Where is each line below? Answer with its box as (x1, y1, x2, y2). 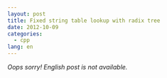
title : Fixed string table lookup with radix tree (7, 17, 161, 24)
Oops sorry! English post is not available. (7, 63, 128, 71)
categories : (7, 30, 43, 38)
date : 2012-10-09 (7, 23, 59, 30)
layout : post (7, 10, 46, 18)
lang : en (7, 43, 33, 50)
